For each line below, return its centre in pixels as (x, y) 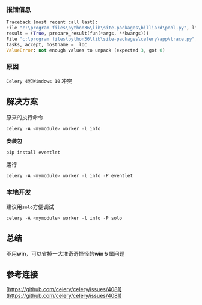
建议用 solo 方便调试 (30, 207)
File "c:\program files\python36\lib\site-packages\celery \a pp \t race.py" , (102, 39)
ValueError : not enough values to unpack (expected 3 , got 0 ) (86, 50)
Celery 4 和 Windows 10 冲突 (39, 81)
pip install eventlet (33, 152)
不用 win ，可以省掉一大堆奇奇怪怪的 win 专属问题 (66, 254)
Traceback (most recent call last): (52, 22)
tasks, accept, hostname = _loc (47, 44)
